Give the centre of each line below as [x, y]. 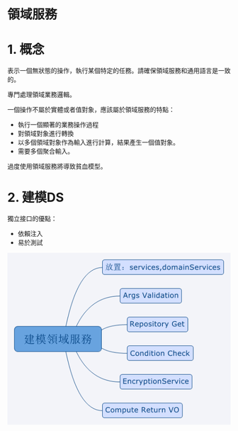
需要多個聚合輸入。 [46, 151]
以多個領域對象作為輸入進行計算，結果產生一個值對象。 [98, 142]
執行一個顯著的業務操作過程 [58, 125]
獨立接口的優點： [32, 219]
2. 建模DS [36, 197]
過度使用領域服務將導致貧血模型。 [57, 167]
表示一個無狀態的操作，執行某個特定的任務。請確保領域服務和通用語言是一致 [119, 71]
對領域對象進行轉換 [46, 134]
